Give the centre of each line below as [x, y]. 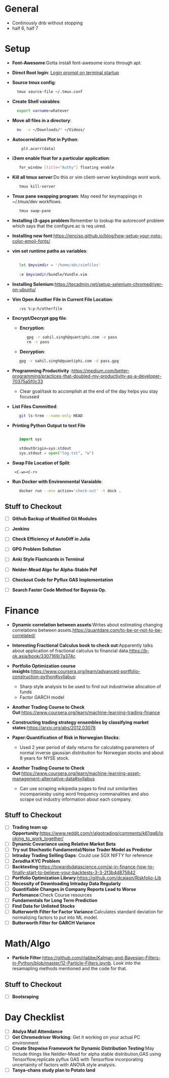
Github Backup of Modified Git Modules [54, 519]
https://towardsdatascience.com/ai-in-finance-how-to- [97, 867]
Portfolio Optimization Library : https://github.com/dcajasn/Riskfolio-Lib [87, 878]
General [22, 9]
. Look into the [126, 963]
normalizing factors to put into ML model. [55, 917]
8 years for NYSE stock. [45, 758]
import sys [30, 439]
